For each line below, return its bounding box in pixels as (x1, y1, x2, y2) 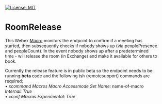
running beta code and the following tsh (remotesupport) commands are (5, 73, 150, 79)
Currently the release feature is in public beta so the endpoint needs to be (5, 68, 153, 73)
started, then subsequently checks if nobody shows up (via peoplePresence (5, 43, 158, 49)
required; (5, 78, 23, 84)
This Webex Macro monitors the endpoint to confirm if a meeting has (5, 37, 143, 43)
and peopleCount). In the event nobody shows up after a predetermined (5, 48, 149, 53)
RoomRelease (5, 22, 62, 33)
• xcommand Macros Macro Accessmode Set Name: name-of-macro (5, 83, 144, 89)
